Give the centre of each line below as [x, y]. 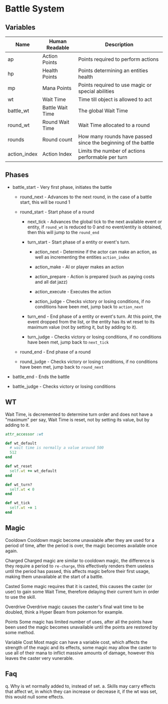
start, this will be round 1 [45, 202]
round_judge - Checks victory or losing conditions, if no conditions [89, 362]
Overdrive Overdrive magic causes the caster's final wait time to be [74, 607]
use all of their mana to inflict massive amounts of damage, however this [80, 653]
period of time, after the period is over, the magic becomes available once [81, 545]
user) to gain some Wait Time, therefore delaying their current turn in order [82, 592]
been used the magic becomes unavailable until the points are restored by [81, 627]
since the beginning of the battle [116, 143]
